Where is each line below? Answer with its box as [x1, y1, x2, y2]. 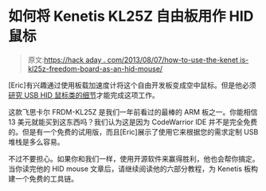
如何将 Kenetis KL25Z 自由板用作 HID [8, 7, 254, 25]
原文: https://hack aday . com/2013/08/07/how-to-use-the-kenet [27, 55, 239, 64]
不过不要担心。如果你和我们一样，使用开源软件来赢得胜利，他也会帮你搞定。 [8, 154, 260, 163]
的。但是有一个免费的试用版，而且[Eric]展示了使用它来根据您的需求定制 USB [8, 127, 259, 136]
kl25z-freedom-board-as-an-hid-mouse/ [27, 64, 163, 73]
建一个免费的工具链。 [8, 173, 78, 183]
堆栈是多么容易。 [8, 137, 65, 146]
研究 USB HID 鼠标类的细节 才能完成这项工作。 [8, 90, 159, 99]
